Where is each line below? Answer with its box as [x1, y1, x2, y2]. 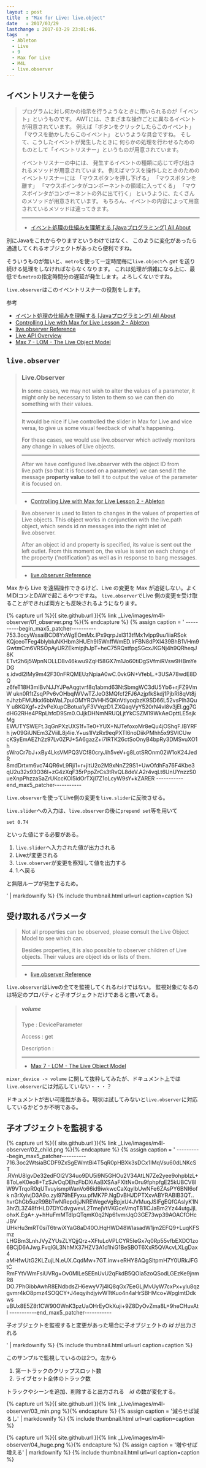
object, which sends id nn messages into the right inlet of [21, 522, 167, 529]
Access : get [21, 1032, 53, 1040]
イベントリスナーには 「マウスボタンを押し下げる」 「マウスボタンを [21, 174, 197, 182]
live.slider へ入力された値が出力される [15, 844, 116, 851]
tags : [6, 32, 29, 38]
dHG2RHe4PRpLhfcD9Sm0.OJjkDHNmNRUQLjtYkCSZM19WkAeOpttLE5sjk [6, 709, 196, 717]
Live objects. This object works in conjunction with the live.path [21, 516, 182, 523]
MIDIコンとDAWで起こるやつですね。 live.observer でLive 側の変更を [6, 591, 182, 599]
